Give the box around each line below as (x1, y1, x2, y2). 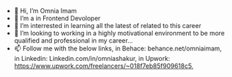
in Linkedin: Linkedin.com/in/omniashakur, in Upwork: (13, 55, 170, 62)
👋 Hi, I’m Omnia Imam (13, 7, 77, 15)
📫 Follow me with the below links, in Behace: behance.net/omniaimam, (13, 44, 222, 52)
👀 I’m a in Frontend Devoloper (13, 14, 101, 22)
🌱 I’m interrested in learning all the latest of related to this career (13, 22, 202, 29)
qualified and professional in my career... (13, 36, 133, 45)
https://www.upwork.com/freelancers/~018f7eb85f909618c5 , (13, 62, 194, 70)
